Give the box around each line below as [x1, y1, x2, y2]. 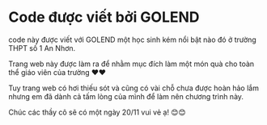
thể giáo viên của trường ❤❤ [8, 67, 107, 77]
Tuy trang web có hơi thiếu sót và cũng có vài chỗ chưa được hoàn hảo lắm [8, 83, 259, 93]
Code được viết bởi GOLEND [8, 8, 200, 27]
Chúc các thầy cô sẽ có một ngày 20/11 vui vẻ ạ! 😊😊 [8, 107, 186, 117]
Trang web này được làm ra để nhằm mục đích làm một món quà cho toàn [8, 59, 255, 69]
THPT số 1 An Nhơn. [8, 43, 76, 52]
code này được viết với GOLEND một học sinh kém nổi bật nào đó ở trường [8, 35, 256, 44]
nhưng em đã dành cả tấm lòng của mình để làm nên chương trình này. [8, 91, 244, 101]
